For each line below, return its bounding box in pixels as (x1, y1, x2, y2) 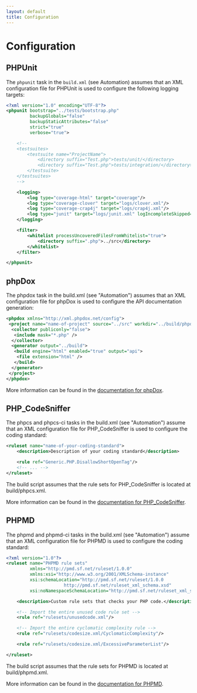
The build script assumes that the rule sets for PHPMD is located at (6, 662, 168, 669)
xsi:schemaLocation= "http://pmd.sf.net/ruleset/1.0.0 (29, 577, 164, 583)
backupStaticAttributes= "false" (29, 119, 109, 125)
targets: (6, 91, 25, 98)
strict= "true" (29, 124, 64, 130)
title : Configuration (6, 14, 59, 20)
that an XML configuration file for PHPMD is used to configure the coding (6, 537, 183, 545)
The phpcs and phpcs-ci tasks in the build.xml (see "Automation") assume (6, 419, 186, 426)
